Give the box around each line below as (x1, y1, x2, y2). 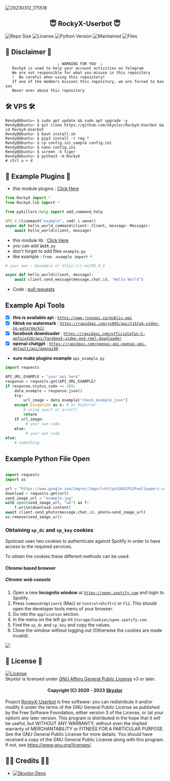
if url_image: (14, 417, 44, 422)
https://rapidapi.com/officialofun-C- (63, 331, 146, 336)
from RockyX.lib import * (5, 200, 60, 205)
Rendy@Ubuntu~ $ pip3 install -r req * (5, 136, 90, 141)
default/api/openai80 (12, 346, 58, 352)
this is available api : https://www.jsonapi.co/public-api (12, 314, 133, 320)
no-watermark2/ (12, 326, 45, 331)
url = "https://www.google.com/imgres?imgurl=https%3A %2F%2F (5, 486, 137, 491)
